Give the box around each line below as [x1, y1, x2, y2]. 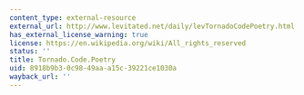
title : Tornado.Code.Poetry [9, 55, 117, 64]
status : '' [9, 47, 51, 56]
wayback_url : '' [9, 72, 71, 81]
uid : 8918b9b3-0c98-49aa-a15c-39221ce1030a [9, 64, 177, 73]
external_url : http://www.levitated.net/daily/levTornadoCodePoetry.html [9, 22, 296, 31]
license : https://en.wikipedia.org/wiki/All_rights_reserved [9, 38, 247, 48]
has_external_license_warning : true [9, 30, 148, 39]
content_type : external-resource [9, 13, 137, 23]
